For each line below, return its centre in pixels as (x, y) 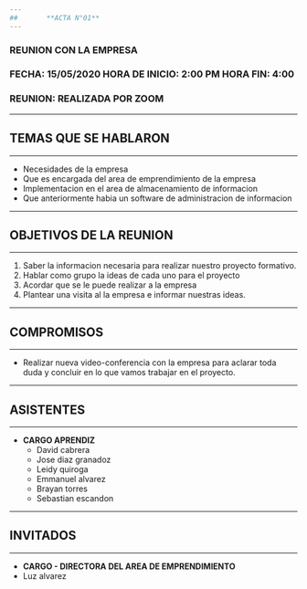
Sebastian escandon (75, 499)
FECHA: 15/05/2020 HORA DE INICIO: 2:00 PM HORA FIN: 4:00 (152, 74)
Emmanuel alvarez (71, 479)
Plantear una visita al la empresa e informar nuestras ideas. (134, 295)
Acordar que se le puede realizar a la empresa (110, 285)
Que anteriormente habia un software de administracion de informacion (157, 198)
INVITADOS (43, 536)
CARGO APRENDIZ (59, 440)
